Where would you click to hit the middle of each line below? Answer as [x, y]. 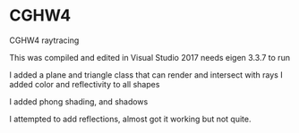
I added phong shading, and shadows [79, 101]
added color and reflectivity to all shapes [85, 84]
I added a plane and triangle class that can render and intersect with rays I [146, 75]
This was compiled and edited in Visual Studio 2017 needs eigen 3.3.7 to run [150, 57]
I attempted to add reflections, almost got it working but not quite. [130, 119]
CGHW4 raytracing [44, 40]
